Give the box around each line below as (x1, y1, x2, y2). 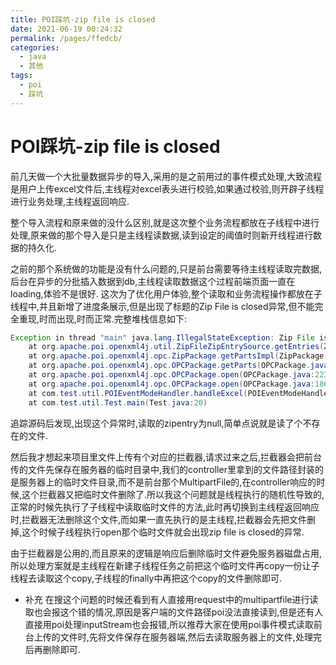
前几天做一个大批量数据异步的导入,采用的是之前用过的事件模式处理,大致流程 (10, 170, 323, 182)
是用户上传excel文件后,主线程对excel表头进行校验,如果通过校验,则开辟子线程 (10, 182, 325, 195)
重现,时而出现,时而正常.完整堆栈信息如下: (18, 312, 188, 325)
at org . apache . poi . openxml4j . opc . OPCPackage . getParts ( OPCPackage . (28, 361, 311, 371)
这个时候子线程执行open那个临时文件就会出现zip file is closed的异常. (21, 526, 305, 538)
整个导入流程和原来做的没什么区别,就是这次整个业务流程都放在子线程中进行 (10, 216, 320, 228)
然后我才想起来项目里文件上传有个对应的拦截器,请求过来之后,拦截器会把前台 (10, 451, 323, 463)
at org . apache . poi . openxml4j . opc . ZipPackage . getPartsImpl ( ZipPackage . (28, 351, 329, 361)
